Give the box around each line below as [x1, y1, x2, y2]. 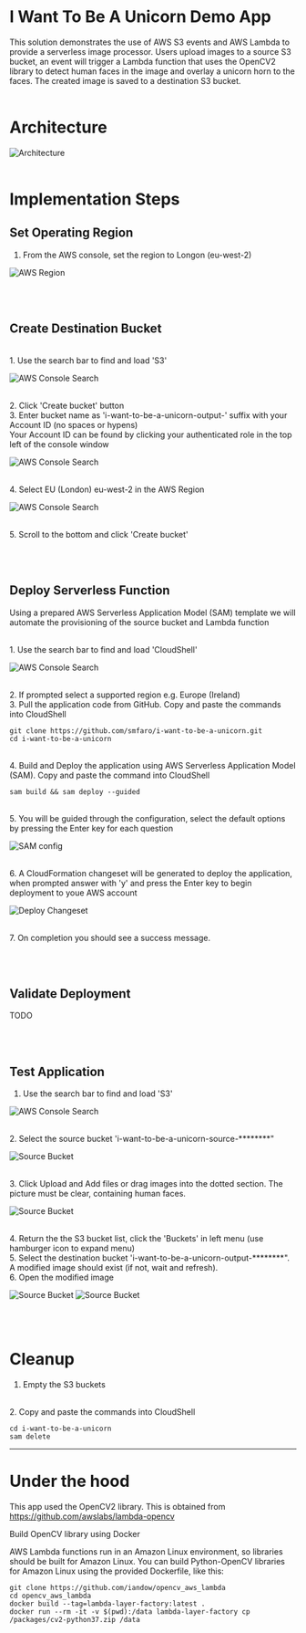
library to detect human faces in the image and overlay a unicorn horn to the [9, 66, 296, 77]
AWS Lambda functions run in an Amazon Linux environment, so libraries [9, 1546, 284, 1557]
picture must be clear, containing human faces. [9, 1188, 187, 1199]
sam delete [9, 1432, 51, 1441]
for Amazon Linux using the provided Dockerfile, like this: [9, 1565, 225, 1576]
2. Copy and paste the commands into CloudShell [9, 1407, 196, 1418]
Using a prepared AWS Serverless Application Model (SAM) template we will [9, 607, 296, 618]
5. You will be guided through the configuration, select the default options [9, 812, 286, 823]
